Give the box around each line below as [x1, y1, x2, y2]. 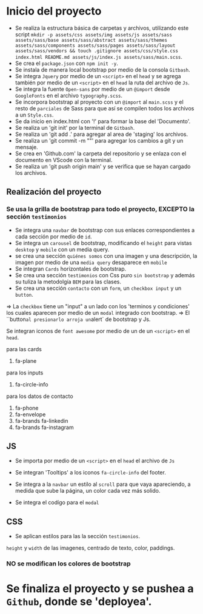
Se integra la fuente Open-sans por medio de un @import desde [15, 85, 170, 92]
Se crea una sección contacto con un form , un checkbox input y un [15, 284, 182, 292]
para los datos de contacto [6, 393, 74, 400]
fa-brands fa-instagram [15, 423, 74, 431]
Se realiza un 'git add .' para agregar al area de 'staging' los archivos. [15, 130, 188, 138]
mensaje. [15, 143, 38, 150]
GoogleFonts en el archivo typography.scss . [15, 92, 123, 99]
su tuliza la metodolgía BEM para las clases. [15, 278, 122, 285]
